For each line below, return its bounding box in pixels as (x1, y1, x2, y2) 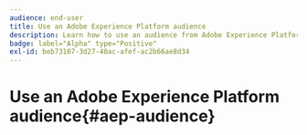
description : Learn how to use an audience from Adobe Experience (9, 30, 268, 39)
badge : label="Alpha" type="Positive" (9, 38, 157, 48)
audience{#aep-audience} (9, 106, 217, 127)
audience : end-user (9, 13, 84, 23)
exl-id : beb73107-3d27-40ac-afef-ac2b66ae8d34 (9, 47, 190, 57)
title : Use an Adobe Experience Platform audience (9, 22, 206, 31)
